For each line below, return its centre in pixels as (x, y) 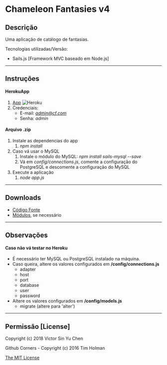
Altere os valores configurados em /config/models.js (67, 301)
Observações (27, 235)
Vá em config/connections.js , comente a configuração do (79, 162)
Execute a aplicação (33, 172)
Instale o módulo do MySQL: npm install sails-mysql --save (81, 156)
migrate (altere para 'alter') (47, 306)
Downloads (23, 198)
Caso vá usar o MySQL (36, 151)
